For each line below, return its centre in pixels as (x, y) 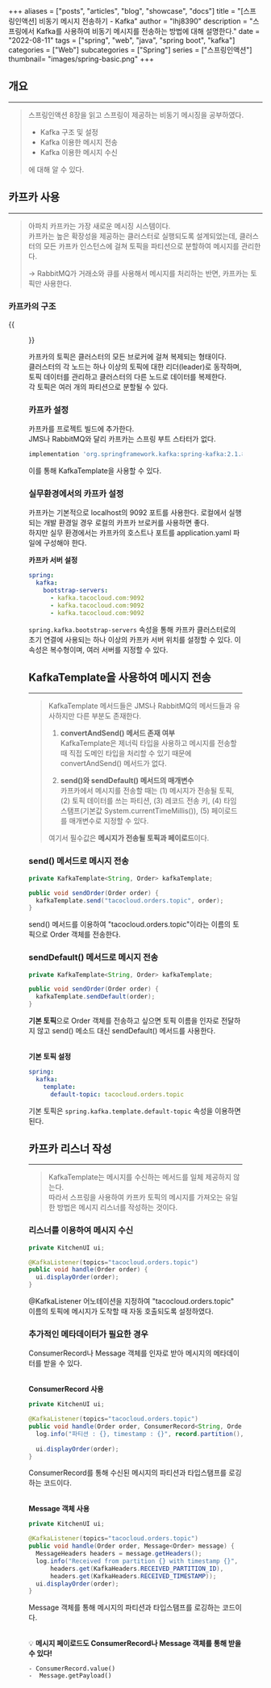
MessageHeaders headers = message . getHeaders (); (119, 1554)
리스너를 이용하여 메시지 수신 (81, 1230)
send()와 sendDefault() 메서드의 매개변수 (127, 781)
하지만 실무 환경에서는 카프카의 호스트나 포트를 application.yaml (130, 533)
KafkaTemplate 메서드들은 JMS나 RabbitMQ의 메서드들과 (140, 706)
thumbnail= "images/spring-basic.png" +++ (81, 59)
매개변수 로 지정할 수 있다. (109, 821)
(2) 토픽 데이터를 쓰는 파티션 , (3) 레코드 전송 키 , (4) (141, 801)
